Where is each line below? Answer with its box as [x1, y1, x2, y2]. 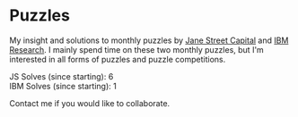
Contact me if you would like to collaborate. [9, 97, 171, 108]
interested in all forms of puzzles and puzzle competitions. [9, 54, 226, 64]
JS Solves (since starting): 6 [9, 71, 114, 81]
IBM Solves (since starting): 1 [9, 80, 117, 91]
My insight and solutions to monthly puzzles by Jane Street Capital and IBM [9, 35, 289, 46]
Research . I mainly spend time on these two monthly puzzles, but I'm [9, 44, 265, 54]
